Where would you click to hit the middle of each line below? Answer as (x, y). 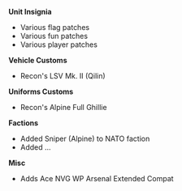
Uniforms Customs (41, 91)
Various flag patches (55, 27)
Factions (24, 123)
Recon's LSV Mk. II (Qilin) (63, 76)
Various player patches (58, 45)
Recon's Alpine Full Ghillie (63, 107)
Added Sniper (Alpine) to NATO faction (85, 138)
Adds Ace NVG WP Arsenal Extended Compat (97, 178)
